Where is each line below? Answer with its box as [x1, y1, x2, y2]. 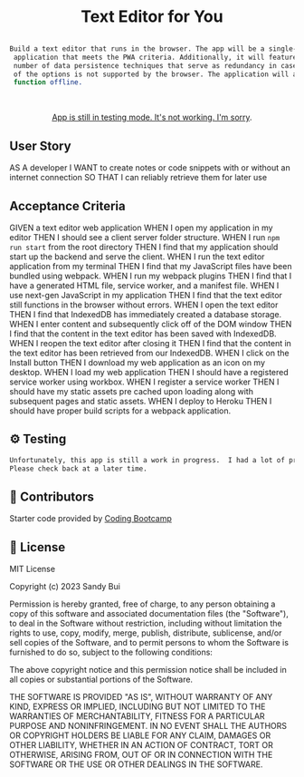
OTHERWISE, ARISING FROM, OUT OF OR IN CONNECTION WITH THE [9, 750, 273, 761]
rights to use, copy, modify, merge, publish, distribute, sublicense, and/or [9, 627, 282, 638]
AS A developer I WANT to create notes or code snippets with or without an [9, 162, 291, 173]
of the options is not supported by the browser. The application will [13, 70, 290, 79]
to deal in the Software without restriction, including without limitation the [9, 618, 282, 629]
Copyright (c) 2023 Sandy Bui [9, 581, 120, 592]
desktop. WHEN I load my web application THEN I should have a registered [9, 366, 290, 377]
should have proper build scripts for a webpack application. [9, 405, 232, 416]
